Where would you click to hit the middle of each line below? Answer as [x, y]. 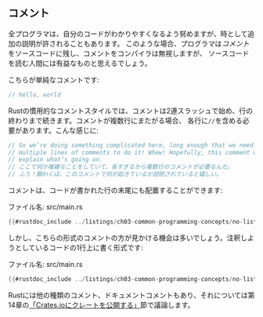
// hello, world [34, 95]
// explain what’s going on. [56, 160]
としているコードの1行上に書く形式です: [79, 247]
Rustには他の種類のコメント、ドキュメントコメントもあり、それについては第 [131, 295]
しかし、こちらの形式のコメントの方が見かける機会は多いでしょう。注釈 [124, 238]
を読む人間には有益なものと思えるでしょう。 [80, 63]
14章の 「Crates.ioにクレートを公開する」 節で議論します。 [101, 304]
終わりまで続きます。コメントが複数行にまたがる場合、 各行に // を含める [125, 120]
